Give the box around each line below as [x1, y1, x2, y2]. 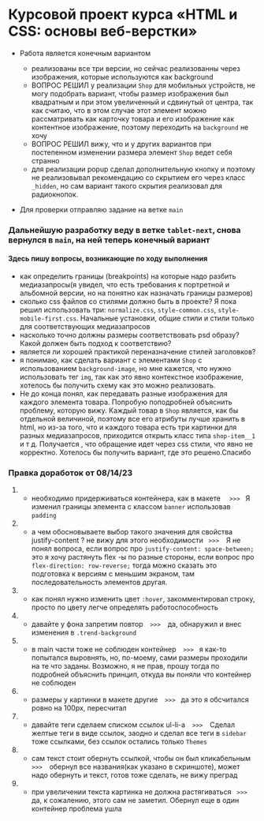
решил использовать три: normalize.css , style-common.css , [19, 306, 217, 315]
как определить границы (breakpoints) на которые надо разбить [19, 272, 236, 281]
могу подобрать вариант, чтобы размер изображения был [31, 88, 229, 98]
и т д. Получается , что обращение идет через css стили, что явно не [19, 440, 254, 449]
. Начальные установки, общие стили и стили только [76, 313, 255, 323]
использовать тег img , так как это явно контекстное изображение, [19, 373, 244, 382]
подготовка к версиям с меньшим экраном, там [31, 569, 195, 579]
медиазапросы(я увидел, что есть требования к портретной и [19, 280, 230, 290]
